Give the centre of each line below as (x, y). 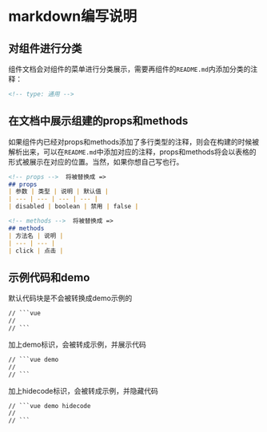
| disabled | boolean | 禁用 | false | (74, 207)
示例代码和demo (49, 277)
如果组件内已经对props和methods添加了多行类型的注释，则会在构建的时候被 (134, 141)
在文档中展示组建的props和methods (98, 121)
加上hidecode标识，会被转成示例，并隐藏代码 (83, 390)
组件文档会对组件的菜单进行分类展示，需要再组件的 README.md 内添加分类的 (130, 69)
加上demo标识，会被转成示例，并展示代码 (77, 344)
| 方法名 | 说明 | (36, 236)
